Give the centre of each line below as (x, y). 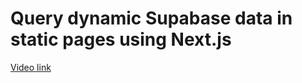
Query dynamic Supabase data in (151, 18)
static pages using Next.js (121, 39)
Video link (31, 67)
